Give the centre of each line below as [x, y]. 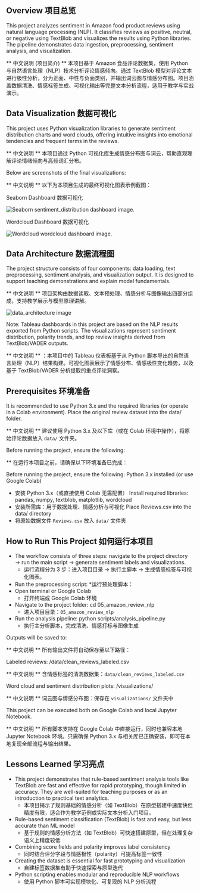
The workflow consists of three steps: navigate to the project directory [101, 556]
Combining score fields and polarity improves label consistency [93, 847]
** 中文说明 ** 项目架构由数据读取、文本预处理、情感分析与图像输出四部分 [97, 293]
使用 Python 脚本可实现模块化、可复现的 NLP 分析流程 [90, 881]
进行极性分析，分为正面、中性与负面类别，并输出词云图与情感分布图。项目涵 [100, 78]
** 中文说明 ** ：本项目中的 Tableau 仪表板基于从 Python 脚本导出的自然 [95, 356]
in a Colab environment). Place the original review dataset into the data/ [94, 412]
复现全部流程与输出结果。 [43, 744]
